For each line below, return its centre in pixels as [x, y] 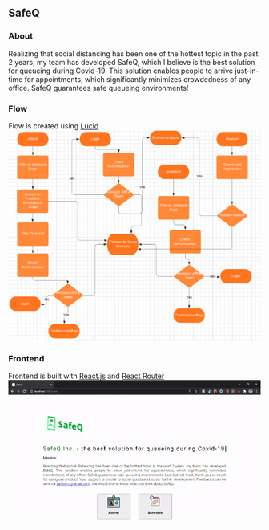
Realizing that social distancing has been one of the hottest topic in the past [133, 53]
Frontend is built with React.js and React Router [86, 376]
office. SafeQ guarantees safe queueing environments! [98, 88]
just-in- [247, 71]
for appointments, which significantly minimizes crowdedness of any [138, 79]
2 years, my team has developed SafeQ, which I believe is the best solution [132, 62]
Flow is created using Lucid [54, 126]
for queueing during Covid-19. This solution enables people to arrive [121, 71]
